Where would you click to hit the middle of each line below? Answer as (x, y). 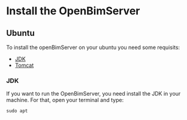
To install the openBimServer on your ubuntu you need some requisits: (93, 47)
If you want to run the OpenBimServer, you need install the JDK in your (93, 94)
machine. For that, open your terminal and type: (65, 100)
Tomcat (24, 65)
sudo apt (17, 111)
